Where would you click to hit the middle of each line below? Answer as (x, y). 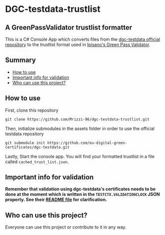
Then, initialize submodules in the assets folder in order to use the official (80, 128)
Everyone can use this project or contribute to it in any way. (66, 227)
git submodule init (25, 143)
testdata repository (25, 134)
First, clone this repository (32, 110)
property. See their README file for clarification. (56, 200)
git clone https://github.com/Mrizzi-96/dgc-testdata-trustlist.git (77, 119)
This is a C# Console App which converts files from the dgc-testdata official (82, 39)
